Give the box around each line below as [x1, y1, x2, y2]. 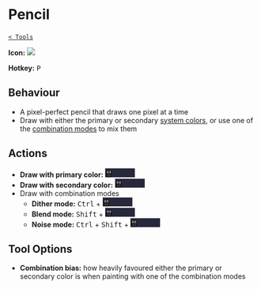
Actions [8, 147, 47, 160]
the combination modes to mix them [19, 124, 138, 133]
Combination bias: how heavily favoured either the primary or [19, 263, 223, 273]
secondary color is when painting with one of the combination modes [19, 272, 246, 281]
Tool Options [8, 242, 73, 256]
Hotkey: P [8, 63, 41, 73]
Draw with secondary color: [19, 180, 113, 190]
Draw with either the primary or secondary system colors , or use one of [19, 115, 254, 125]
